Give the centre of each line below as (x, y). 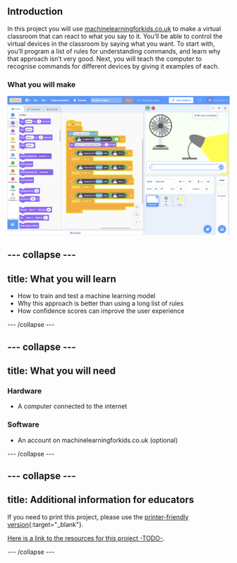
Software (24, 425)
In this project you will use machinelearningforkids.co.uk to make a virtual (114, 28)
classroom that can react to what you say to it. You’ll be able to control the (115, 36)
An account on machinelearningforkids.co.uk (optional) (98, 440)
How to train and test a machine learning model (86, 296)
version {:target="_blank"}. (45, 524)
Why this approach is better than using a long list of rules (101, 304)
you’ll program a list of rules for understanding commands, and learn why (114, 51)
